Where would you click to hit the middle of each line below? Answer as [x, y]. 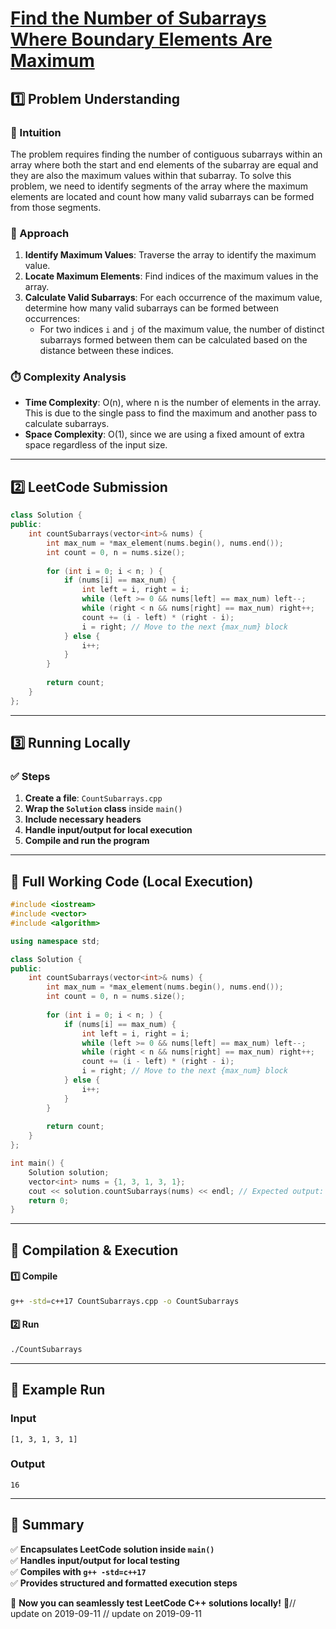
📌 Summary [47, 1525]
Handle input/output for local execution [108, 830]
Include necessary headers [83, 819]
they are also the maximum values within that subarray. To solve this [151, 175]
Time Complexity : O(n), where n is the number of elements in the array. [173, 403]
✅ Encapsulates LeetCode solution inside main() [112, 1549]
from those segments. [56, 207]
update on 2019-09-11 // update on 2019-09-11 [106, 1613]
